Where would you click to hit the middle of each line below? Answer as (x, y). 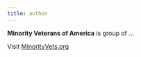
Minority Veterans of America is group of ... (70, 33)
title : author (28, 13)
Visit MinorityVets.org (38, 46)
